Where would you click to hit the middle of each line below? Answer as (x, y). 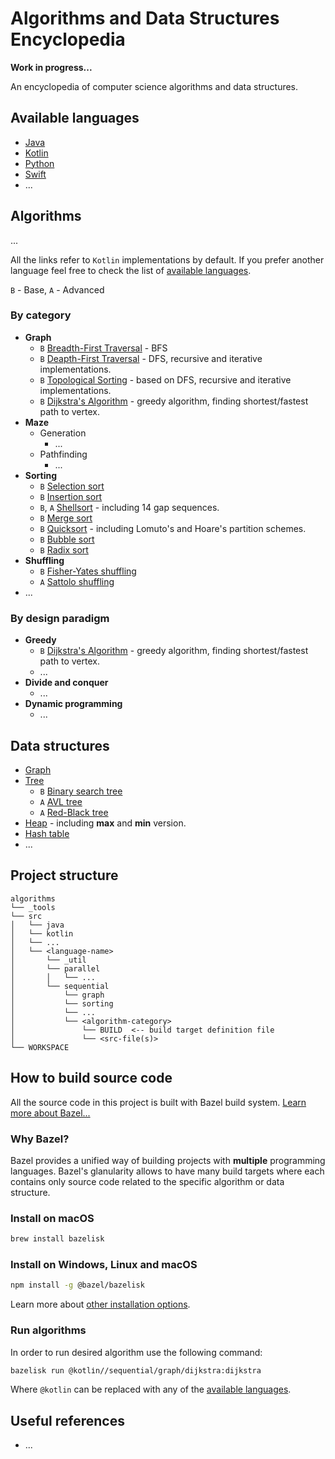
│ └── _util (48, 960)
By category (41, 315)
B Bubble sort (67, 539)
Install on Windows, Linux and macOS (104, 1264)
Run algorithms (48, 1330)
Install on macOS (52, 1218)
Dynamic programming (73, 704)
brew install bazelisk (57, 1239)
